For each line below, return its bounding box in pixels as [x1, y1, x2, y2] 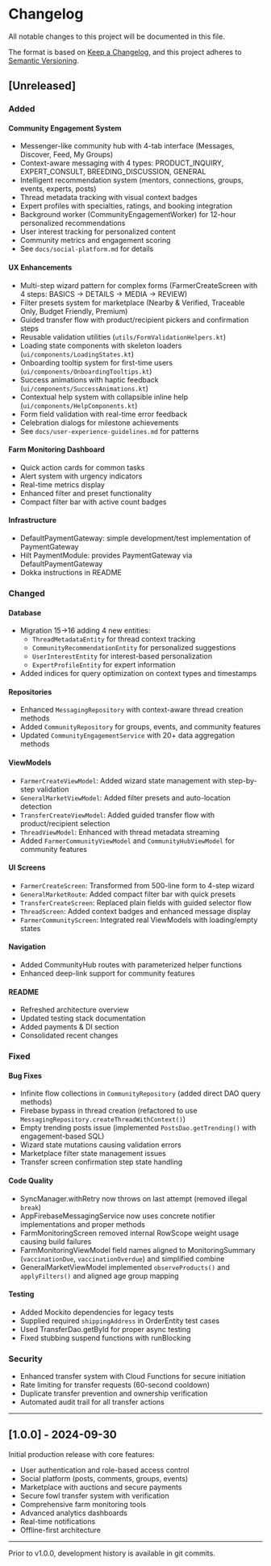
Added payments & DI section [19, 1022, 119, 1032]
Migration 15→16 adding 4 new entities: [19, 626, 151, 636]
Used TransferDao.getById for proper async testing [19, 1324, 191, 1334]
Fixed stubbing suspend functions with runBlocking [19, 1333, 191, 1343]
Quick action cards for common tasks [19, 462, 145, 472]
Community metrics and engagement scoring [19, 236, 171, 245]
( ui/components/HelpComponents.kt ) [19, 400, 138, 410]
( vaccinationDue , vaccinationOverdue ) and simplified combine [19, 1254, 225, 1263]
